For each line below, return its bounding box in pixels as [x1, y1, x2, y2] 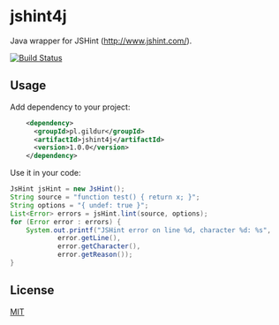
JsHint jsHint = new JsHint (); [10, 185, 125, 193]
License [10, 283, 55, 298]
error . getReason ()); [57, 250, 133, 260]
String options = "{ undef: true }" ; [10, 200, 149, 209]
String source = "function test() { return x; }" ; [10, 193, 200, 201]
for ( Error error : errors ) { [10, 217, 122, 226]
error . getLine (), [57, 234, 122, 243]
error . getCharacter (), [57, 242, 141, 251]
